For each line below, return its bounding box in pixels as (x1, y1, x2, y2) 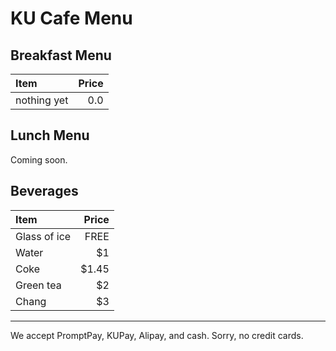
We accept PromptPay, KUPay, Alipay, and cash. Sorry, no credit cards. (10, 329, 304, 341)
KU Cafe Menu (10, 7, 133, 30)
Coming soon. (10, 153, 68, 166)
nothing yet (15, 93, 69, 107)
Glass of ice (15, 229, 72, 243)
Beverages (10, 183, 79, 200)
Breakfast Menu (10, 47, 112, 64)
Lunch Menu (10, 127, 90, 144)
